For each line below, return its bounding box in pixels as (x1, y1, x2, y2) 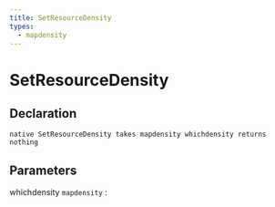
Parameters (9, 162, 77, 178)
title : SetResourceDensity (9, 13, 112, 23)
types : (9, 22, 35, 31)
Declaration (9, 106, 77, 121)
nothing (9, 138, 39, 147)
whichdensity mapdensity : (9, 187, 107, 198)
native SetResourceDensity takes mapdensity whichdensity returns (9, 129, 267, 140)
